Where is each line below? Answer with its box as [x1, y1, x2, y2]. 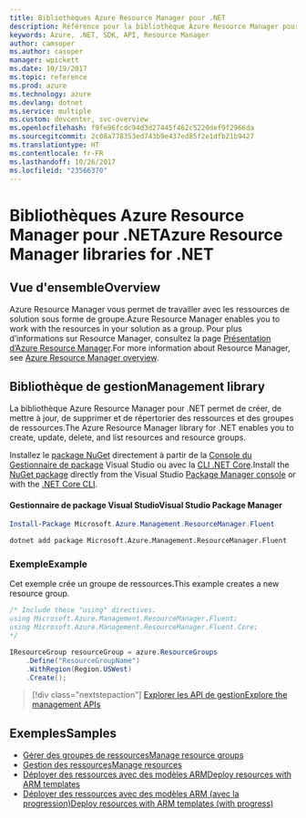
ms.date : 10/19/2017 [9, 65, 88, 74]
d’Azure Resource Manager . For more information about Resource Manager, [9, 343, 291, 353]
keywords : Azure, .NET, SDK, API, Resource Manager [9, 30, 209, 39]
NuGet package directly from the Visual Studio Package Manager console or [9, 469, 296, 480]
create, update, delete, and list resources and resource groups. [9, 432, 246, 443]
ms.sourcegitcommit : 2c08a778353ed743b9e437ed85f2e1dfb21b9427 [9, 132, 255, 141]
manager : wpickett [9, 56, 79, 65]
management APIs [31, 699, 101, 711]
